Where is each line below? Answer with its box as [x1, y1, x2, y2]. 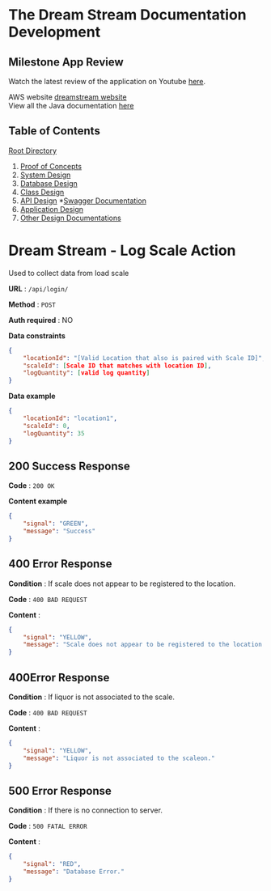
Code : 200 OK [8, 481, 55, 490]
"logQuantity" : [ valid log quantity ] [23, 369, 150, 377]
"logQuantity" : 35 [23, 429, 85, 438]
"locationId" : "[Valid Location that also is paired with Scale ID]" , [23, 354, 266, 362]
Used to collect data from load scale [8, 268, 129, 278]
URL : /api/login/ [8, 283, 69, 293]
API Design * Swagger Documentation [19, 196, 147, 206]
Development [8, 23, 101, 41]
